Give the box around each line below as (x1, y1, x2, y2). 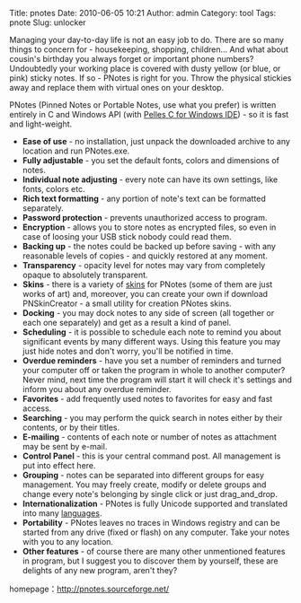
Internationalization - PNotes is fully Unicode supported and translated (22, 498, 288, 509)
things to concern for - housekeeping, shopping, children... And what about (9, 44, 289, 55)
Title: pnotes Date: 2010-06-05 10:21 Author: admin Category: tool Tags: (9, 8, 277, 18)
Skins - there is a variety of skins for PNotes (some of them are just (22, 279, 273, 290)
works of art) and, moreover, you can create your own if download (22, 289, 268, 299)
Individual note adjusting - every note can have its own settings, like (22, 174, 279, 185)
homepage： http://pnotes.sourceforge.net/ (9, 583, 170, 594)
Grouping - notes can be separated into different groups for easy (22, 470, 265, 480)
